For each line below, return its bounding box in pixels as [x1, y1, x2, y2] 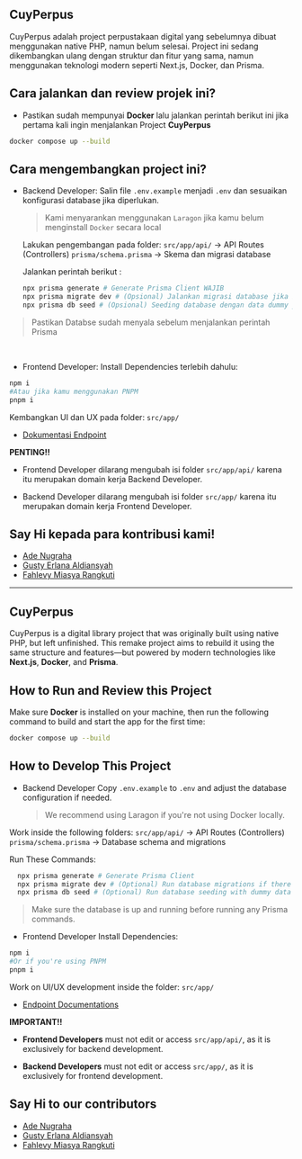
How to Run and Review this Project [9, 683, 212, 698]
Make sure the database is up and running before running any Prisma [31, 904, 289, 915]
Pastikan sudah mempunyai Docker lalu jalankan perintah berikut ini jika [22, 110, 289, 121]
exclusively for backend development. [22, 1043, 164, 1054]
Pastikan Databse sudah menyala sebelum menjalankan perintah [31, 317, 271, 328]
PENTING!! [9, 446, 51, 457]
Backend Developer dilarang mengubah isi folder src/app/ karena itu [22, 490, 277, 502]
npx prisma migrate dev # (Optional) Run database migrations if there [17, 879, 292, 889]
